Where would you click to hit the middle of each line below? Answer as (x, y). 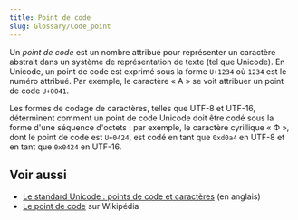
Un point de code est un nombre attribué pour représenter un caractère (143, 52)
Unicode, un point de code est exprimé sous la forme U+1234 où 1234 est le (148, 71)
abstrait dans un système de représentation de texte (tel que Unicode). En (147, 62)
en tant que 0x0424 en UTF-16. (66, 147)
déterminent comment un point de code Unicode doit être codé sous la (142, 118)
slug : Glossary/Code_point (60, 26)
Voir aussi (38, 174)
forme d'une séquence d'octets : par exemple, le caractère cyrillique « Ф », (149, 127)
